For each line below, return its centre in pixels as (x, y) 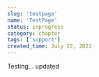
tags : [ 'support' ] (34, 40)
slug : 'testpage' (32, 14)
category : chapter (34, 33)
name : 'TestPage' (32, 20)
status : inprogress (36, 27)
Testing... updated (33, 66)
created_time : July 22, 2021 (49, 46)
